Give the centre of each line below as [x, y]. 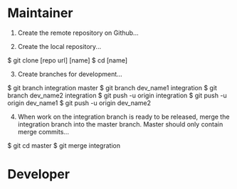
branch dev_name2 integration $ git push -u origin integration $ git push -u [117, 95]
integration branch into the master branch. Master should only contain [120, 124]
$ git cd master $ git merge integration [64, 145]
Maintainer [40, 13]
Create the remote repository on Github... [78, 33]
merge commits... [43, 131]
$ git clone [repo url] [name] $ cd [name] [68, 60]
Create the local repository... [59, 46]
